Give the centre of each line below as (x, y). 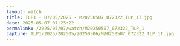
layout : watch (24, 12)
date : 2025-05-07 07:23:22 (40, 23)
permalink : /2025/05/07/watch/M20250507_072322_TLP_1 (76, 28)
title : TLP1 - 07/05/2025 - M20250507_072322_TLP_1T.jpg (79, 17)
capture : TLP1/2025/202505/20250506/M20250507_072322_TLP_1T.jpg (90, 34)
